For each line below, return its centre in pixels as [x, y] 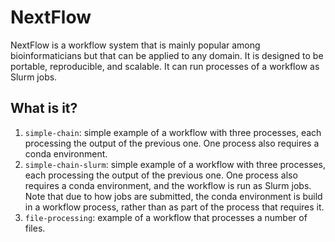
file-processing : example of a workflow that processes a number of [166, 217]
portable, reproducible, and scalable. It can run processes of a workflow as [165, 66]
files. [35, 228]
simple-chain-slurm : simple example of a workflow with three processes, [175, 164]
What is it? [44, 108]
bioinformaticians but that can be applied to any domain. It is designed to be [167, 55]
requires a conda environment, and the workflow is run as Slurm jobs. [168, 185]
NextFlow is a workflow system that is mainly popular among [135, 45]
